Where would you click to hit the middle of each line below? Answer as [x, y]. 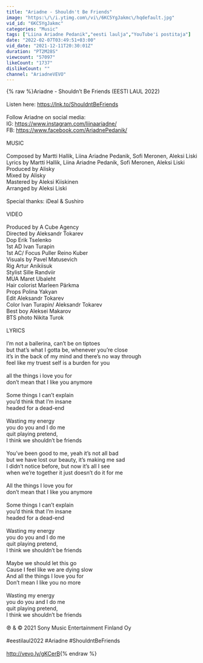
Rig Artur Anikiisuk [29, 266]
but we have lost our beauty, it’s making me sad [66, 460]
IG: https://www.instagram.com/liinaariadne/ [62, 124]
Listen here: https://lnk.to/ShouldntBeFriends [62, 105]
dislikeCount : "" [28, 68]
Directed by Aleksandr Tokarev [45, 234]
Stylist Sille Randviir [31, 272]
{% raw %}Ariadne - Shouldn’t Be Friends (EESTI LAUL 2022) [83, 91]
